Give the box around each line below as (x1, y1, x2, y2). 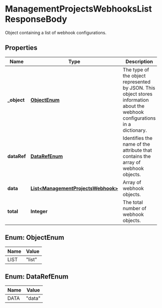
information (122, 96, 149, 103)
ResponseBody (5, 14, 67, 25)
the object (122, 72, 146, 79)
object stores (122, 91, 153, 97)
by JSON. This (122, 84, 155, 91)
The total (122, 199, 143, 205)
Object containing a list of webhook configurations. (5, 30, 107, 35)
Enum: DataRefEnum (5, 272, 68, 280)
